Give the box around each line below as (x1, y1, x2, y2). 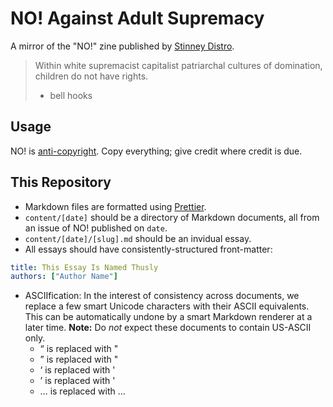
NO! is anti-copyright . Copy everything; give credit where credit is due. (10, 145, 303, 157)
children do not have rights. (34, 70, 149, 82)
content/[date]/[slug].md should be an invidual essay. (24, 232, 252, 244)
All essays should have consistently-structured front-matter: (24, 243, 273, 255)
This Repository (10, 174, 112, 191)
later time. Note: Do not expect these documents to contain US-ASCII (24, 322, 312, 334)
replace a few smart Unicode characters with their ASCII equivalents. (24, 300, 310, 312)
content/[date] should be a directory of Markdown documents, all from (24, 211, 320, 223)
